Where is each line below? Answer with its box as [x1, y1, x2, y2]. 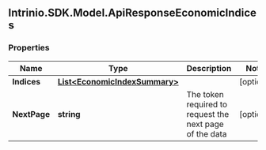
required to [186, 99, 228, 110]
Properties [8, 43, 50, 54]
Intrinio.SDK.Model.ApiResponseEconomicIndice [8, 6, 257, 20]
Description [186, 62, 232, 73]
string [57, 108, 81, 119]
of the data [186, 128, 227, 139]
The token [186, 88, 224, 99]
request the [186, 108, 230, 119]
